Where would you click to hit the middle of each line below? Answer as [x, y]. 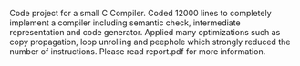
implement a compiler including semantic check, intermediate [125, 23]
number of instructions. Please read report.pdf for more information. [138, 52]
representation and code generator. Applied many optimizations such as [145, 32]
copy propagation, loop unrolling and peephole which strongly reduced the [150, 42]
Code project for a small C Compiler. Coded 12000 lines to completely [140, 13]
